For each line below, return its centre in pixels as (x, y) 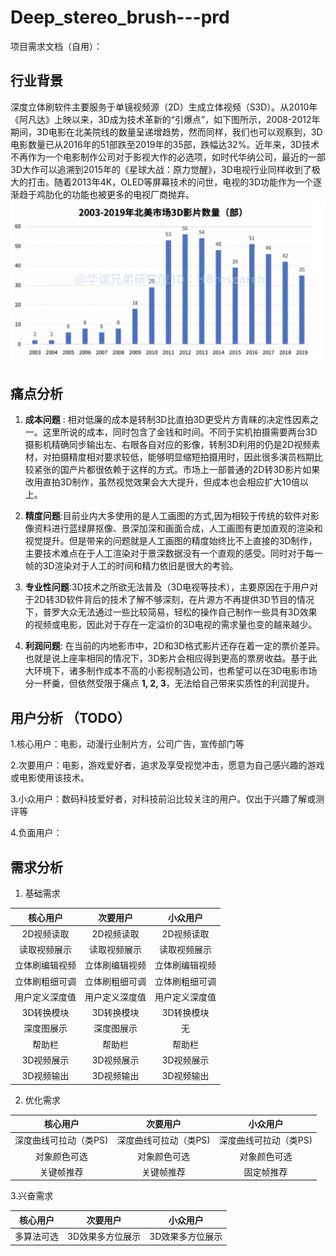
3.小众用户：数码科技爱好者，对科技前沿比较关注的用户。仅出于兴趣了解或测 (167, 799)
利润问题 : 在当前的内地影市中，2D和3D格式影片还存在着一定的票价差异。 (175, 646)
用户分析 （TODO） (70, 717)
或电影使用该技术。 (50, 778)
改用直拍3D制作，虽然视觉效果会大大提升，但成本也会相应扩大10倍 (162, 482)
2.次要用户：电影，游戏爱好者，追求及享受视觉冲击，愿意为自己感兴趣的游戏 (167, 765)
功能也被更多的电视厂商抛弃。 (133, 194)
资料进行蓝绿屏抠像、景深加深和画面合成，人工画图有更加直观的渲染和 (178, 528)
